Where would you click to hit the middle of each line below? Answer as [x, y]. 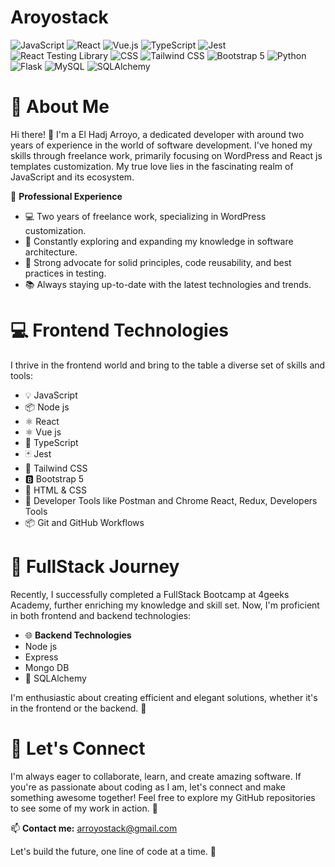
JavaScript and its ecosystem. [72, 177]
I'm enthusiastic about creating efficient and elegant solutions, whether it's [164, 697]
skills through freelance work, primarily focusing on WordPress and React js [166, 155]
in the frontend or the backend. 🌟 [78, 708]
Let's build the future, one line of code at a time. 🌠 [113, 851]
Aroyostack [59, 17]
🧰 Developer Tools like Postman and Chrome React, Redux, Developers [171, 500]
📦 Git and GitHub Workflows [84, 522]
